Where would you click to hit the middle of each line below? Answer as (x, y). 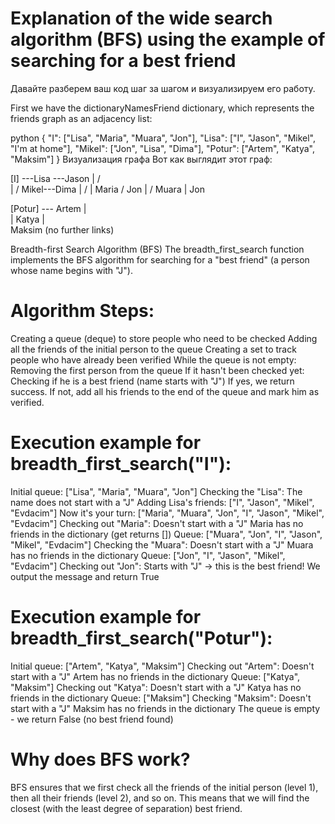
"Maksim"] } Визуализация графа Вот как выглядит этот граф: (141, 159)
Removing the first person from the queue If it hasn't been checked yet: (157, 370)
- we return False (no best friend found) (92, 719)
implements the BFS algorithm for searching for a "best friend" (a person (160, 259)
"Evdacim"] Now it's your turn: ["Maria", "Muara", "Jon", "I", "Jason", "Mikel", (167, 513)
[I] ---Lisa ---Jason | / (55, 178)
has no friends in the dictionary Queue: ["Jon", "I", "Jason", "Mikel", (148, 555)
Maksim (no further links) (62, 229)
